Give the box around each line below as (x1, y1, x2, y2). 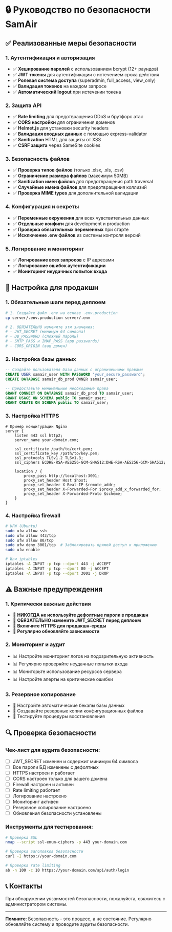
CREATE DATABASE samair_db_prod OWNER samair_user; (5, 377, 118, 382)
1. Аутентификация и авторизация (5, 54, 95, 61)
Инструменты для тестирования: (5, 823, 93, 831)
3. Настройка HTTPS (5, 413, 59, 420)
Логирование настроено (12, 793, 67, 799)
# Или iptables (5, 556, 38, 562)
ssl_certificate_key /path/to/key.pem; (14, 451, 100, 456)
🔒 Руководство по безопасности (5, 4, 151, 16)
